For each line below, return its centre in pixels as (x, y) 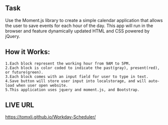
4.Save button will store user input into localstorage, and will (76, 81)
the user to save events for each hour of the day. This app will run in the (79, 25)
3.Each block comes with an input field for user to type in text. (77, 76)
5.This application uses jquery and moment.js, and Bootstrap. (72, 89)
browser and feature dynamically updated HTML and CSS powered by (77, 31)
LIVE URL (20, 105)
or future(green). (24, 72)
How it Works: (27, 52)
